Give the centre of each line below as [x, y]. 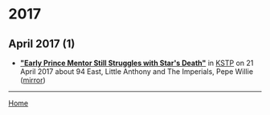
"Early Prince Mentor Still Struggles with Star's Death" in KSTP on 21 [137, 63]
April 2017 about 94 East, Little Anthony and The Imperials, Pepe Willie [137, 72]
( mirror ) [33, 80]
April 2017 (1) [42, 44]
